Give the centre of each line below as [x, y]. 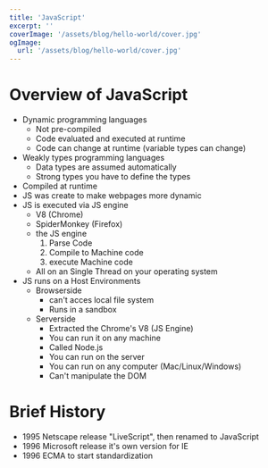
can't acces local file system [101, 300]
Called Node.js [76, 347]
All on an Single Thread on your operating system [127, 272]
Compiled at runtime [60, 186]
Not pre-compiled [68, 130]
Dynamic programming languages [84, 120]
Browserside [59, 290]
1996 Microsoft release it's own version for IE [105, 446]
